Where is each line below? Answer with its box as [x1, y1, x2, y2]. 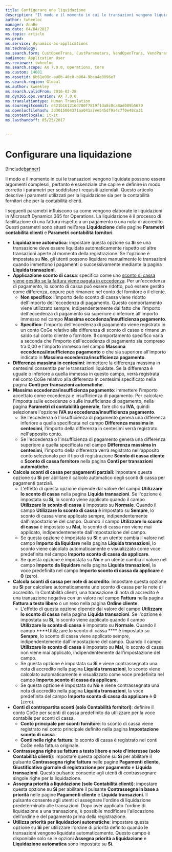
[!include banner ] [5, 166, 40, 172]
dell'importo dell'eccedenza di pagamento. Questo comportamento [20, 299, 162, 306]
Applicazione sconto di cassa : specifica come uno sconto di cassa [12, 272, 156, 278]
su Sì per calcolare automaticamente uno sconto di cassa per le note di [12, 583, 163, 590]
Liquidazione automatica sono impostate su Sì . [12, 841, 114, 847]
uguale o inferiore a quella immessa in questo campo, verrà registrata [12, 370, 160, 377]
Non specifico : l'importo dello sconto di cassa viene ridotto [20, 294, 146, 300]
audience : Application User [5, 55, 66, 61]
